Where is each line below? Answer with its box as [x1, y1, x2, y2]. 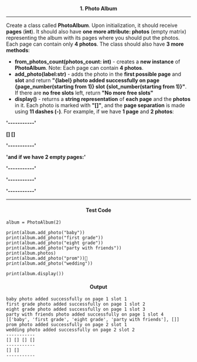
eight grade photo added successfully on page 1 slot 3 [6, 306, 145, 313]
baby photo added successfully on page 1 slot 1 [6, 296, 127, 302]
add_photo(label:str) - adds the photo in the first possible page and [14, 70, 182, 77]
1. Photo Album [80, 5, 117, 12]
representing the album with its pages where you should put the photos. [6, 35, 180, 41]
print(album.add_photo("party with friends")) [6, 245, 122, 251]
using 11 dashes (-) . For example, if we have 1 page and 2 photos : [14, 108, 174, 115]
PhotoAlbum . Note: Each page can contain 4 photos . [14, 65, 144, 71]
